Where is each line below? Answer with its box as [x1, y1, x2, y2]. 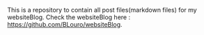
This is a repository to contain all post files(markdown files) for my [7, 6, 197, 14]
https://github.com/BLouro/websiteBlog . [7, 21, 123, 28]
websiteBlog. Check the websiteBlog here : [7, 13, 131, 21]
